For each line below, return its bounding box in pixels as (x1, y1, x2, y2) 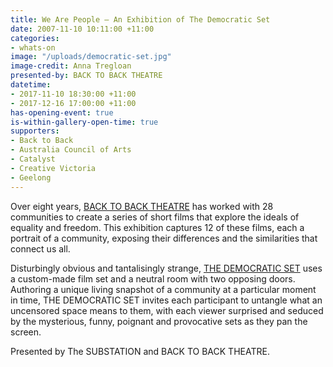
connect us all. (10, 242, 71, 255)
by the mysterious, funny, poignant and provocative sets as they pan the (10, 315, 308, 327)
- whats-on (10, 42, 56, 53)
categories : (10, 33, 60, 43)
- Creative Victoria (10, 163, 97, 173)
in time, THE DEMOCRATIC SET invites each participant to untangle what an (10, 294, 323, 306)
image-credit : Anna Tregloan (10, 61, 132, 71)
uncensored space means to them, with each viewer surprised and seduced (10, 304, 324, 316)
